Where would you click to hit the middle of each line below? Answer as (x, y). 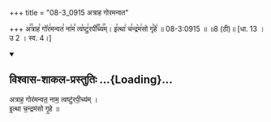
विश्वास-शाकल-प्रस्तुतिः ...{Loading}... (91, 80)
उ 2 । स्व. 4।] (30, 38)
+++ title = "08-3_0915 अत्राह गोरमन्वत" (69, 13)
